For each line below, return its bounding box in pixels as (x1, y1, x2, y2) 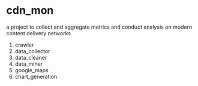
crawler (14, 41, 34, 48)
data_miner (14, 60, 43, 67)
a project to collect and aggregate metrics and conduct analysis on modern (6, 23, 193, 30)
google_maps (14, 66, 49, 73)
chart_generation (14, 73, 58, 80)
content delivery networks (6, 29, 71, 36)
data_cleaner (14, 54, 47, 61)
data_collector (14, 47, 50, 54)
